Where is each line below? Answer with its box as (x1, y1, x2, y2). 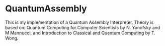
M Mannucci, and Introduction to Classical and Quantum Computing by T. (5, 30, 156, 36)
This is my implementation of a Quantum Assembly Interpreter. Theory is (5, 19, 154, 25)
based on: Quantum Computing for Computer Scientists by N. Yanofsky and (5, 24, 160, 30)
